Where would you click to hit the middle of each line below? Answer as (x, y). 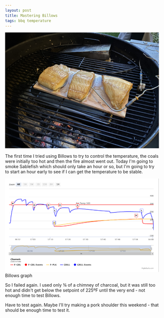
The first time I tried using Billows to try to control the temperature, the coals (82, 156)
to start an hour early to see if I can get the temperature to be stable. (74, 172)
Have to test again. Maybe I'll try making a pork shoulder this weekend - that (82, 305)
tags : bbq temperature (28, 21)
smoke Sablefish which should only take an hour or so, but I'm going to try (80, 167)
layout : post (18, 10)
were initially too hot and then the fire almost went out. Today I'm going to (79, 161)
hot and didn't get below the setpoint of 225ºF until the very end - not (75, 290)
